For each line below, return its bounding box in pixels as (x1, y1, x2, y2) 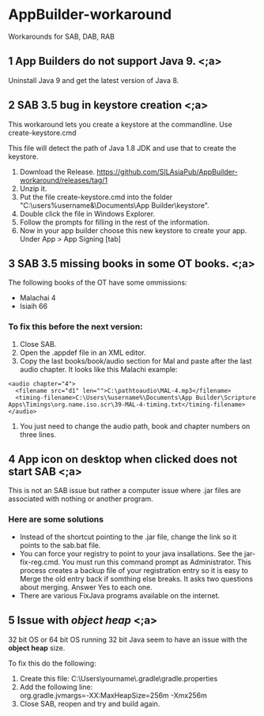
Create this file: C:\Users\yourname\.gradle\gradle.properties (19, 673, 218, 683)
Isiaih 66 (19, 302, 48, 311)
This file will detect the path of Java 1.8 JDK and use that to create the (8, 143, 237, 153)
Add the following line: (19, 682, 93, 692)
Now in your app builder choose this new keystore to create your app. (19, 225, 247, 235)
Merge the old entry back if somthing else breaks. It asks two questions (19, 574, 254, 583)
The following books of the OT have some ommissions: (8, 278, 187, 288)
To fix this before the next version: (8, 322, 144, 333)
